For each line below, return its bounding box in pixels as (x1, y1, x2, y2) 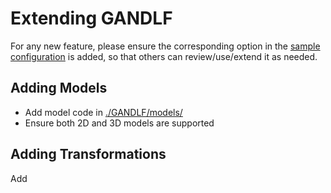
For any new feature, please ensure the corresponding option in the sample (10, 40, 321, 52)
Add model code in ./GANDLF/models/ (24, 106, 183, 118)
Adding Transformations (10, 146, 167, 163)
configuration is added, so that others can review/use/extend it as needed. (10, 50, 318, 62)
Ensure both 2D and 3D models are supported (24, 117, 215, 129)
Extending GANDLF (10, 7, 173, 30)
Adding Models (10, 80, 108, 97)
